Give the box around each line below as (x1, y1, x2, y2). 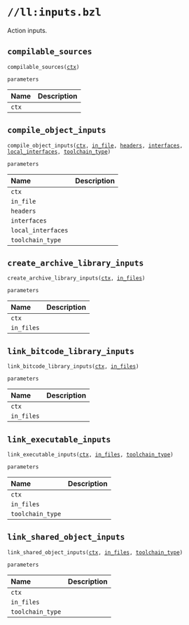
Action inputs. (7, 26, 48, 34)
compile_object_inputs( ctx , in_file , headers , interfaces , (7, 142, 183, 149)
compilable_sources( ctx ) (7, 63, 80, 70)
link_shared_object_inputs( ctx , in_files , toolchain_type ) (7, 548, 183, 556)
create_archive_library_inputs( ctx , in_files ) (7, 275, 146, 282)
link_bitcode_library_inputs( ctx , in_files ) (7, 363, 139, 370)
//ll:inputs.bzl (7, 6, 101, 19)
